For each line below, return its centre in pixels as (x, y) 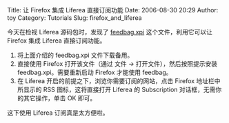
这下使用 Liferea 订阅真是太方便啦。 (58, 113)
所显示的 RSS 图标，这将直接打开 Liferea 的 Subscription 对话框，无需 (116, 89)
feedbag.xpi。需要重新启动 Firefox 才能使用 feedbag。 (94, 72)
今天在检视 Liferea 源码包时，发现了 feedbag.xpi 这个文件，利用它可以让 (110, 32)
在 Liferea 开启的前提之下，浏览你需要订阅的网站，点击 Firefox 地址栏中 (119, 81)
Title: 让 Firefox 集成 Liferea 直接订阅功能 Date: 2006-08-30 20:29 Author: (113, 10)
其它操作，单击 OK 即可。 (60, 98)
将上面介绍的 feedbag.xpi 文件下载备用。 (75, 55)
